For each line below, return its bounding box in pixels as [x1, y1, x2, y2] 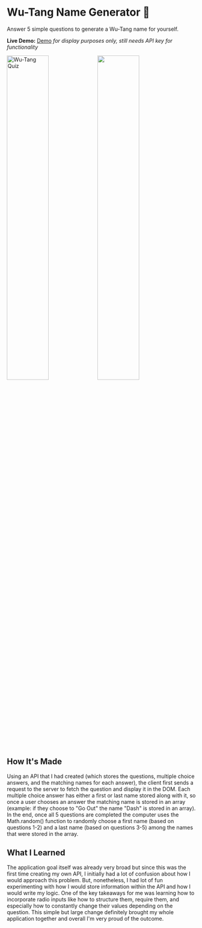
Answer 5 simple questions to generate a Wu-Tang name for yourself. [7, 25, 179, 33]
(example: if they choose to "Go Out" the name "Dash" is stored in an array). [7, 804, 196, 812]
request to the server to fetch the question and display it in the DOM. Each [7, 785, 191, 792]
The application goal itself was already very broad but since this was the [7, 864, 186, 871]
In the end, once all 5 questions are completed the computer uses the [7, 810, 179, 818]
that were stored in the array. [7, 830, 79, 837]
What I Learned [7, 848, 66, 858]
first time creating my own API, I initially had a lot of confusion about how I [7, 870, 191, 877]
